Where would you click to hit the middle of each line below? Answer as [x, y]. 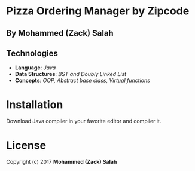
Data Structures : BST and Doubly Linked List [71, 74]
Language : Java [35, 68]
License [26, 145]
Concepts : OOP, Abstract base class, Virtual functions [83, 80]
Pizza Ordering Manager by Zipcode [98, 11]
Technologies [32, 53]
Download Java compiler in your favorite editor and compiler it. [84, 121]
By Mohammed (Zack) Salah [60, 33]
